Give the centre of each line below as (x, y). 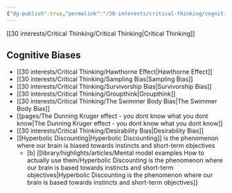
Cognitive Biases (44, 55)
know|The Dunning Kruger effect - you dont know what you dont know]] (119, 124)
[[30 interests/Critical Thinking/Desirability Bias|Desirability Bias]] (110, 131)
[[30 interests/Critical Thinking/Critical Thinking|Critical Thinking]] (101, 33)
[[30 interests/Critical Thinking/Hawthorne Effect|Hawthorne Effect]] (114, 72)
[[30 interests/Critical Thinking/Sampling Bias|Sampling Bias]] (105, 79)
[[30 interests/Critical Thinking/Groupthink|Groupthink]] (96, 94)
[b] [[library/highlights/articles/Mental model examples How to (116, 153)
